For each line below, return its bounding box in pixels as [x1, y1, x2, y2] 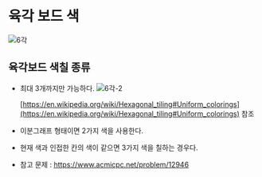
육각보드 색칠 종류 [8, 61, 91, 74]
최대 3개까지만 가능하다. [19, 83, 96, 92]
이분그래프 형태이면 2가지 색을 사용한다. [19, 125, 144, 136]
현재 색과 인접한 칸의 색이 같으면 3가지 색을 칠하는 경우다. [19, 143, 199, 152]
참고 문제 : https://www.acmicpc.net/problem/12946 [19, 159, 190, 169]
